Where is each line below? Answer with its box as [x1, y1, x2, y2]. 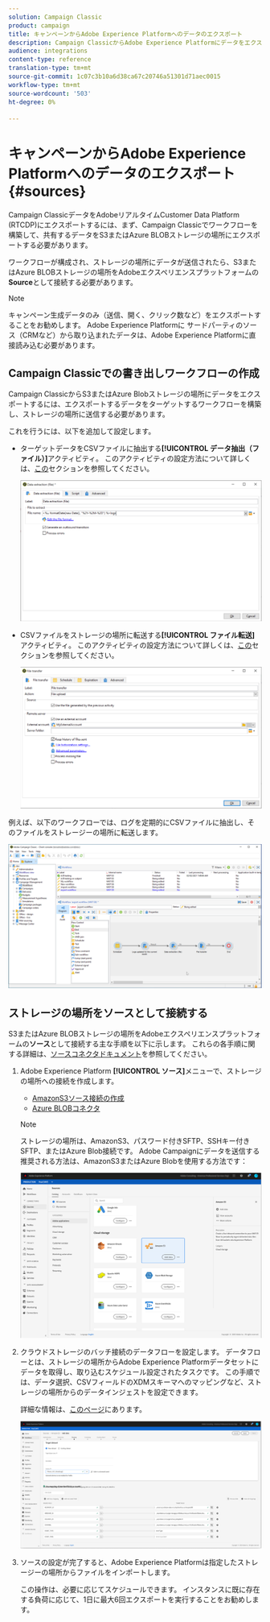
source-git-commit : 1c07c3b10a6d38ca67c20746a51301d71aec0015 [8, 72, 221, 81]
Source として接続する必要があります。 [8, 278, 138, 288]
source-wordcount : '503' [8, 89, 92, 97]
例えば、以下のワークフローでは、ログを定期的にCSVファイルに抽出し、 [8, 817, 248, 827]
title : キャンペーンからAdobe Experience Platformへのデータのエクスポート [8, 30, 243, 38]
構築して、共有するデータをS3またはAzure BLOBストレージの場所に [8, 230, 233, 240]
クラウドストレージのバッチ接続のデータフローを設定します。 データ [19, 1347, 247, 1356]
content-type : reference [8, 56, 92, 64]
